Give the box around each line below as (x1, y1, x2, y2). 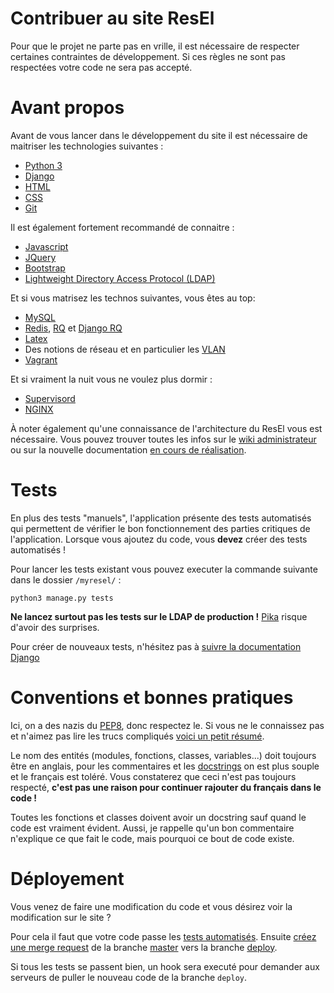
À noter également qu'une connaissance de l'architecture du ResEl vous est (10, 422, 323, 434)
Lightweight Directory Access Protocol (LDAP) (24, 272, 216, 284)
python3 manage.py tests (10, 593, 114, 603)
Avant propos (10, 97, 125, 119)
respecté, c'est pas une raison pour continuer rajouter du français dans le (10, 781, 322, 793)
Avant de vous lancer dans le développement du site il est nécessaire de (10, 129, 308, 141)
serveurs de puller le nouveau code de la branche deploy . (10, 971, 248, 983)
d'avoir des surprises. (10, 621, 100, 633)
